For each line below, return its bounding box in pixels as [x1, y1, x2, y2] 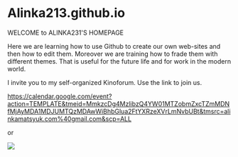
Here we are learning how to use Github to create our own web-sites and [7, 42, 221, 50]
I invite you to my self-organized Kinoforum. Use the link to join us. [7, 78, 202, 86]
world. [7, 64, 26, 73]
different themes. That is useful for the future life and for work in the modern [7, 57, 232, 65]
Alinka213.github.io [7, 5, 126, 21]
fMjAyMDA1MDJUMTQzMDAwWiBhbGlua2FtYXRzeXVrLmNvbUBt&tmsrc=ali [7, 107, 231, 115]
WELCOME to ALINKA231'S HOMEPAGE [7, 28, 124, 37]
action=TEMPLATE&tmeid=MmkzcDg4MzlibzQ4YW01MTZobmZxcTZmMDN [7, 99, 230, 107]
